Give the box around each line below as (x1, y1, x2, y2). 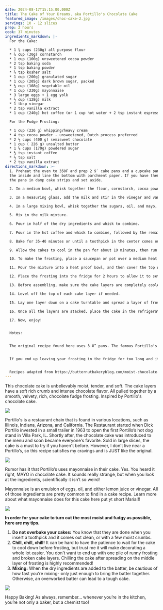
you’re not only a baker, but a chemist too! (5, 599, 89, 605)
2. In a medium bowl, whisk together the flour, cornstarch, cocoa (9, 186, 149, 192)
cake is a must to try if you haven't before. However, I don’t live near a (5, 442, 145, 449)
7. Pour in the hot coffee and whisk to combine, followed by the (9, 230, 147, 235)
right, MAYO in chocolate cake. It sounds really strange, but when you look (5, 471, 154, 477)
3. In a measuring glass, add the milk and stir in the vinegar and (9, 195, 151, 200)
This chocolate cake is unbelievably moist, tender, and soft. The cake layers (5, 383, 157, 388)
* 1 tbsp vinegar (9, 101, 45, 107)
